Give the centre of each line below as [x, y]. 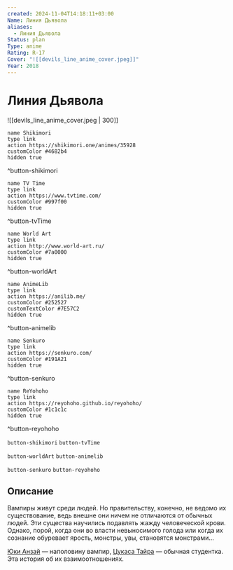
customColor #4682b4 [37, 151]
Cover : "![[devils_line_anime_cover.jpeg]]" [73, 60]
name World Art [29, 233]
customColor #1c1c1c [37, 409]
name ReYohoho [28, 391]
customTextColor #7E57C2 [43, 308]
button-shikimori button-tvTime [54, 442]
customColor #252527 [37, 302]
